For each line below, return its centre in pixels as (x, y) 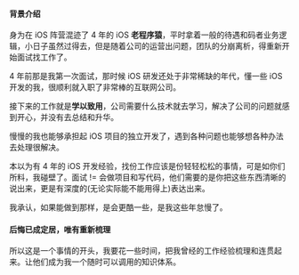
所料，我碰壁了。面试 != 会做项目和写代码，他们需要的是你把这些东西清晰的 (148, 177)
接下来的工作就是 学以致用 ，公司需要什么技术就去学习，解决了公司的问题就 (145, 106)
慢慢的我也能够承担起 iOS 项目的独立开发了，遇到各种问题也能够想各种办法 (146, 136)
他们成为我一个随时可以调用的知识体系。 (106, 262)
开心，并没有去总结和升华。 (67, 117)
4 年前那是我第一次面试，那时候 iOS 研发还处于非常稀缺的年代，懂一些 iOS (146, 77)
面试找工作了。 (44, 57)
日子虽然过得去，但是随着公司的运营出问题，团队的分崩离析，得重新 (157, 46)
